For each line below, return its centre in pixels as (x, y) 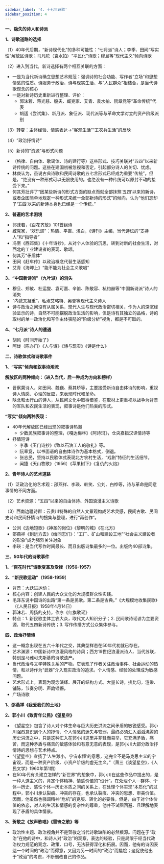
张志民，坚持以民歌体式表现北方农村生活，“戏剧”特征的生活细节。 (86, 457)
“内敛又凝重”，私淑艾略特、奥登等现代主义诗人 (59, 300)
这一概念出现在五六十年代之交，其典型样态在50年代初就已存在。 (77, 645)
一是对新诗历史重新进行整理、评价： (49, 95)
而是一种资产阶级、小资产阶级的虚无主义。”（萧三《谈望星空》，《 (89, 762)
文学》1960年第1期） (37, 768)
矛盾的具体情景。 (38, 811)
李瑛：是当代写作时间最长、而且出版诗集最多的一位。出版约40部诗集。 (83, 546)
